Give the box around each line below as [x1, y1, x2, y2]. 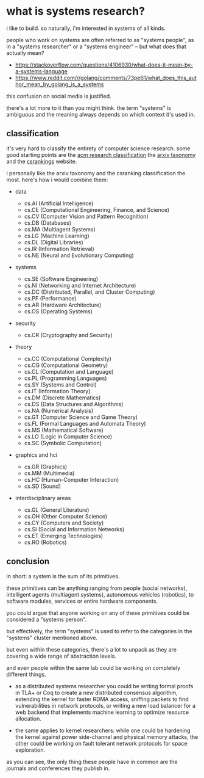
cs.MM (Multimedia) [24, 469, 75, 477]
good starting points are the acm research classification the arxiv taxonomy [6, 151, 196, 158]
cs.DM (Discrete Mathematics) [24, 394, 101, 401]
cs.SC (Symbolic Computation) [24, 439, 102, 446]
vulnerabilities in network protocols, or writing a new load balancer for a [15, 702, 196, 709]
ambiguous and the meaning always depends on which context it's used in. [6, 111, 195, 118]
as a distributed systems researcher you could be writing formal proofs [15, 682, 194, 689]
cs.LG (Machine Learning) [24, 232, 90, 239]
